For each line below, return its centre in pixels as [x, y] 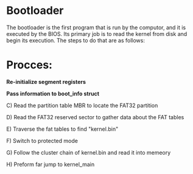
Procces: [30, 65]
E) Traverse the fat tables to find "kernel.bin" [62, 129]
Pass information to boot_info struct [53, 93]
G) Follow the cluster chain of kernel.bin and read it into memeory [89, 152]
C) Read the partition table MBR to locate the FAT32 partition [82, 105]
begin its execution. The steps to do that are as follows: [75, 40]
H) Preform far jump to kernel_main [51, 164]
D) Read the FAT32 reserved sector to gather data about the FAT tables [95, 117]
